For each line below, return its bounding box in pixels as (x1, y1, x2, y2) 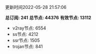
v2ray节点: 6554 (12, 25, 46, 31)
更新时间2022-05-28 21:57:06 (5, 4, 67, 10)
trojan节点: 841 (12, 44, 43, 49)
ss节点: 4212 (12, 31, 39, 37)
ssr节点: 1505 (12, 37, 40, 43)
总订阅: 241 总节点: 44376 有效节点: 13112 (5, 15, 92, 21)
